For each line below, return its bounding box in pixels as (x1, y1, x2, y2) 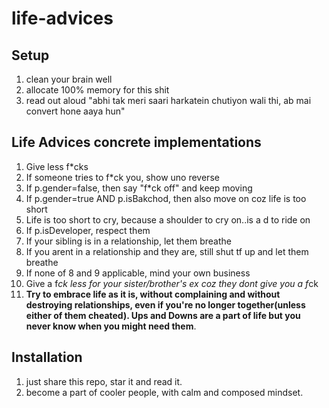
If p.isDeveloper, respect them (25, 224, 151, 236)
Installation (11, 349, 83, 366)
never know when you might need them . (25, 320, 197, 332)
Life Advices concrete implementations (11, 134, 262, 151)
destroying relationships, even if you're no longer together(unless (25, 298, 306, 311)
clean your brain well (25, 73, 113, 85)
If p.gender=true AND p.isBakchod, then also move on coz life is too (25, 192, 307, 204)
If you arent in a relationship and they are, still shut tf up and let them (25, 245, 309, 257)
